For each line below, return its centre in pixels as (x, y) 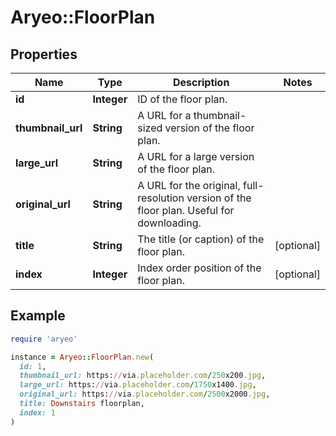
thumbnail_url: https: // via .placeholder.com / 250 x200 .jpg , (143, 376)
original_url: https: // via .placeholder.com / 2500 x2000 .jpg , (145, 394)
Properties (44, 54)
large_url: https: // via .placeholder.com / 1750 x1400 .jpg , (138, 385)
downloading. (169, 223)
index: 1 (37, 412)
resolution (161, 198)
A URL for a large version (196, 156)
